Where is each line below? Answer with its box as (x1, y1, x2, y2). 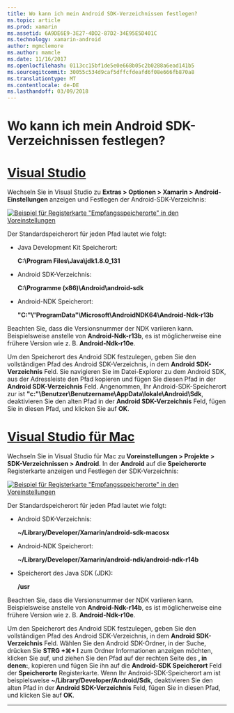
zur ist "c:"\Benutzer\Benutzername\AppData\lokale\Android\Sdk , (7, 390, 204, 398)
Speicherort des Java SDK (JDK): (17, 569, 114, 578)
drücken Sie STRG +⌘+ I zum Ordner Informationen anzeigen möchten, (7, 647, 213, 655)
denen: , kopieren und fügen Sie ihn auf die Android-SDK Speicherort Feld (7, 661, 222, 670)
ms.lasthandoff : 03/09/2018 (7, 88, 89, 95)
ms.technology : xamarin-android (7, 36, 101, 43)
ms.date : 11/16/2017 (7, 56, 68, 63)
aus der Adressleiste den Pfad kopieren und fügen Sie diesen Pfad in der (7, 375, 216, 384)
